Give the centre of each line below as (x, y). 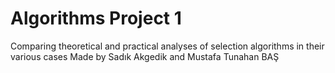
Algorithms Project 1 (96, 18)
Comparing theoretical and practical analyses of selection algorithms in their (167, 46)
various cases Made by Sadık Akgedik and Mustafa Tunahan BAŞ (145, 56)
